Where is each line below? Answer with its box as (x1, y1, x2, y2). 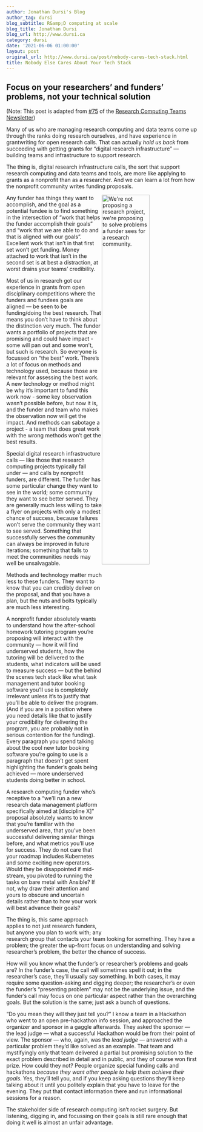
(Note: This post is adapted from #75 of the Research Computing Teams (6, 107, 187, 115)
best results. (6, 438, 38, 446)
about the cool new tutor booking (6, 744, 90, 752)
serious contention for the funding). (6, 732, 95, 739)
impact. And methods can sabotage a (6, 419, 100, 426)
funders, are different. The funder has (6, 476, 101, 483)
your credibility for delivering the (6, 718, 88, 726)
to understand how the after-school (6, 622, 95, 629)
